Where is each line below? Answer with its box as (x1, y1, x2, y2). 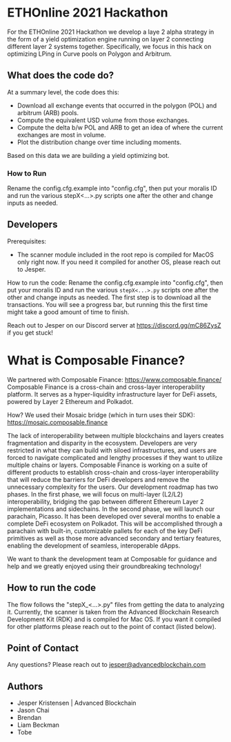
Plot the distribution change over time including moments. (17, 138, 181, 146)
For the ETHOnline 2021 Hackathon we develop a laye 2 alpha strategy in (7, 28, 214, 36)
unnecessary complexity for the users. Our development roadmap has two (7, 483, 219, 491)
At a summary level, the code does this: (7, 88, 119, 96)
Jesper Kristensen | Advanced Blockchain (17, 699, 137, 708)
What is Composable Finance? (7, 353, 185, 368)
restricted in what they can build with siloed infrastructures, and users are (7, 446, 217, 454)
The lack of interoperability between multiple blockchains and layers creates (7, 431, 224, 439)
